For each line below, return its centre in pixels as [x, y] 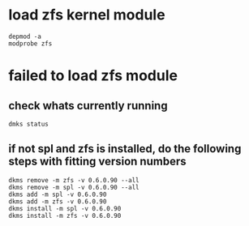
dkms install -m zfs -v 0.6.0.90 [65, 215]
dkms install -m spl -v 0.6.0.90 [65, 208]
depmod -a [25, 36]
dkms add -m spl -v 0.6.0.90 [58, 194]
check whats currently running [88, 106]
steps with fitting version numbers [97, 162]
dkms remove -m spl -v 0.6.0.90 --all [74, 187]
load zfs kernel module [87, 15]
